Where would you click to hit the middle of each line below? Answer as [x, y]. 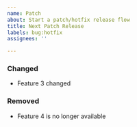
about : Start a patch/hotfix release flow [68, 20]
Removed [23, 101]
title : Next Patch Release [46, 26]
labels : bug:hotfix [35, 32]
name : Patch [24, 13]
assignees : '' [27, 39]
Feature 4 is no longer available [61, 116]
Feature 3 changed [43, 83]
